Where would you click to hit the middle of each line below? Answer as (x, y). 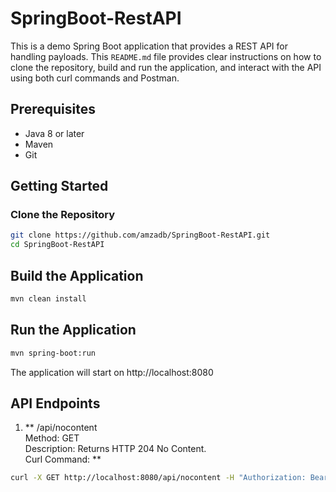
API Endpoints (55, 403)
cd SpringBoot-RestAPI (57, 245)
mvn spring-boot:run (53, 353)
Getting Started (59, 186)
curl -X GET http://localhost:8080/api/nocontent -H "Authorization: (158, 478)
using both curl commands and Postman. (95, 78)
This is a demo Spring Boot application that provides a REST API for (149, 46)
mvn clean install (48, 299)
